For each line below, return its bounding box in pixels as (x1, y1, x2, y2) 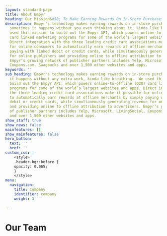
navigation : (9, 182, 35, 187)
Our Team (5, 222, 47, 233)
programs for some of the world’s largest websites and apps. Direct (9, 85, 157, 91)
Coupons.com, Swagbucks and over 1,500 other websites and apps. (9, 62, 148, 67)
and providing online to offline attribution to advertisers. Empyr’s (9, 104, 159, 109)
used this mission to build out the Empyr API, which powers (9, 30, 139, 35)
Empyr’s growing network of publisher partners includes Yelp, (9, 58, 143, 63)
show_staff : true (5, 118, 41, 123)
